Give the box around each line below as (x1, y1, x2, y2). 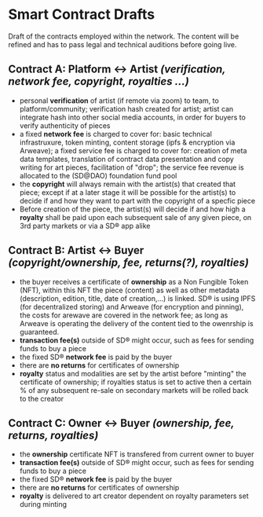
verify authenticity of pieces (19, 120, 111, 130)
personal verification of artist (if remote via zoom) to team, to (19, 96, 220, 105)
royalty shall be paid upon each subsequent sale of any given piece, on (19, 212, 252, 222)
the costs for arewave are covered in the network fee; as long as (19, 310, 228, 320)
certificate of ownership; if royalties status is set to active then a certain (19, 377, 252, 387)
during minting (19, 500, 67, 509)
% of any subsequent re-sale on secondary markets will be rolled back (19, 385, 249, 394)
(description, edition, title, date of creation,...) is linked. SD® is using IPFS (19, 293, 256, 303)
